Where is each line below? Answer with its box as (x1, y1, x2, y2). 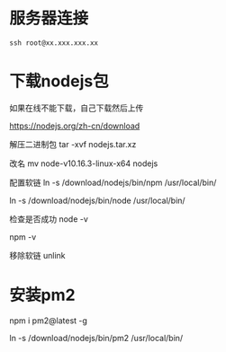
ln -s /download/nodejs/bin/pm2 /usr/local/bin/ (9, 332, 184, 343)
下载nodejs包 (9, 71, 110, 92)
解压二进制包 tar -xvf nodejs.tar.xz (9, 138, 137, 149)
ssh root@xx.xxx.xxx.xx (9, 38, 99, 48)
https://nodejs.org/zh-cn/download (9, 120, 140, 131)
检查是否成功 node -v (9, 213, 88, 224)
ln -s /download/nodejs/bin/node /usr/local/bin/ (9, 195, 186, 206)
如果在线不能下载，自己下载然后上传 (9, 102, 144, 113)
